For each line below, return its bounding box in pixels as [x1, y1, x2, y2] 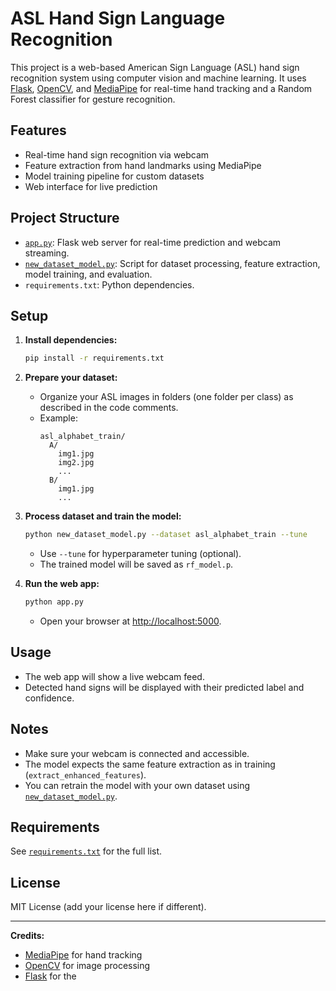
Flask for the [24, 970, 77, 982]
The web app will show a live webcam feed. [24, 670, 205, 682]
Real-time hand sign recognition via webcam [24, 148, 210, 161]
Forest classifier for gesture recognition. [10, 93, 176, 105]
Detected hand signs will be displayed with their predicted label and [24, 681, 305, 693]
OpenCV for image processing [24, 960, 151, 972]
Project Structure [10, 210, 120, 227]
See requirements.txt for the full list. [10, 845, 163, 857]
